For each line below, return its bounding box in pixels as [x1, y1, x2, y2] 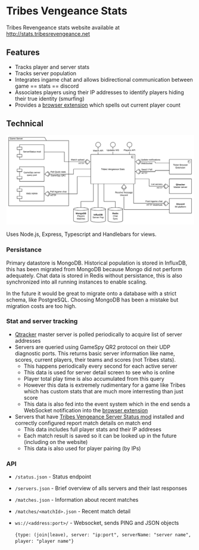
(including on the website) [23, 438, 88, 445]
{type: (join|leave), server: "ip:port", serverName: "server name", [14, 532, 192, 538]
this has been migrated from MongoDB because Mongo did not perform [6, 265, 183, 272]
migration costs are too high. [6, 302, 77, 309]
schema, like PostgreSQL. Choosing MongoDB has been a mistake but [6, 296, 179, 303]
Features [6, 48, 40, 58]
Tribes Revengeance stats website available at [6, 24, 120, 31]
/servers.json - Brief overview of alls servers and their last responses [14, 484, 188, 492]
